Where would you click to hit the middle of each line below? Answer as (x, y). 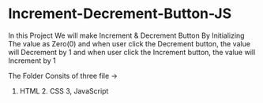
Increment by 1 (32, 61)
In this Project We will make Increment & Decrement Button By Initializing (126, 35)
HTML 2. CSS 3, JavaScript (64, 90)
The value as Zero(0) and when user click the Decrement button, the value (130, 43)
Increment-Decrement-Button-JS (120, 14)
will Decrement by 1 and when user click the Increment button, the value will (132, 52)
